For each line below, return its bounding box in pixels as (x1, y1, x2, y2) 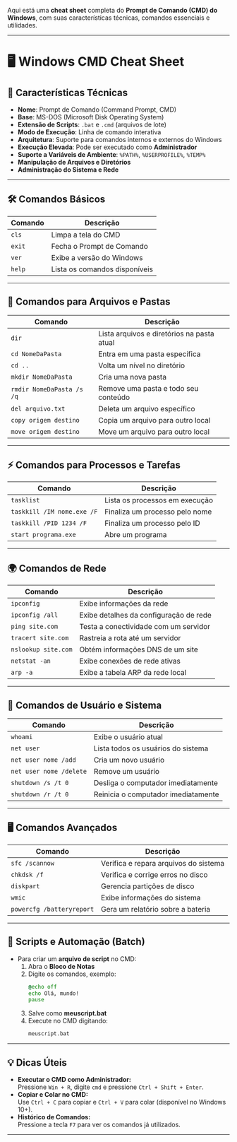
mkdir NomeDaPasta (11, 372, 73, 381)
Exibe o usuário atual (93, 732, 164, 742)
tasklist (11, 496, 40, 505)
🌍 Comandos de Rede (7, 562, 107, 575)
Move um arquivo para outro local (98, 427, 210, 437)
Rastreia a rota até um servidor (79, 633, 181, 643)
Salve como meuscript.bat (28, 1009, 107, 1018)
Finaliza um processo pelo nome (104, 507, 212, 517)
